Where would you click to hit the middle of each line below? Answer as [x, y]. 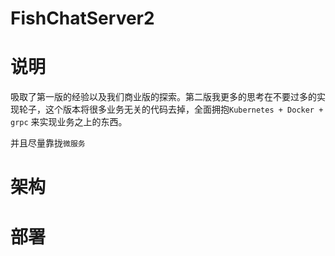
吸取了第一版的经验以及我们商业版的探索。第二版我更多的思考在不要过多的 [163, 97]
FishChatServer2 [82, 18]
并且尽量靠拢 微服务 [48, 143]
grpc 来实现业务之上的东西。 [69, 122]
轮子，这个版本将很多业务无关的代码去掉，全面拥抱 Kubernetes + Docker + [171, 109]
